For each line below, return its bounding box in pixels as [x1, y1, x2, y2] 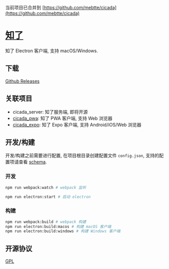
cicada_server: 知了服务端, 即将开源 [12, 109, 88, 115]
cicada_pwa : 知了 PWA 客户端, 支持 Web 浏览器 [12, 115, 113, 121]
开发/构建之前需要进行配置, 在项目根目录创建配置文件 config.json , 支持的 [5, 153, 159, 159]
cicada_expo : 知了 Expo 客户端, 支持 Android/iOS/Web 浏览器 [12, 121, 142, 128]
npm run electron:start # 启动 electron [5, 194, 91, 199]
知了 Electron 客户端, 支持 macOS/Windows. [5, 48, 98, 54]
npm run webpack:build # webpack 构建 [5, 219, 86, 224]
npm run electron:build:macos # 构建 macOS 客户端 [5, 224, 111, 229]
